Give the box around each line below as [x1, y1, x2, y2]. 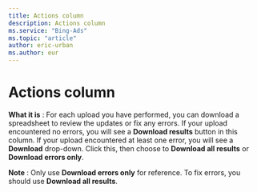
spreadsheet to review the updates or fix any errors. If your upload [8, 118, 228, 128]
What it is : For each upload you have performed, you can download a [8, 110, 240, 119]
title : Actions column [8, 11, 84, 20]
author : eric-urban [8, 42, 74, 50]
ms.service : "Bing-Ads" [8, 26, 88, 34]
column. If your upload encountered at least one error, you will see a [8, 135, 234, 145]
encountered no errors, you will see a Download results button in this [8, 126, 238, 136]
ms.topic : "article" [8, 34, 78, 42]
